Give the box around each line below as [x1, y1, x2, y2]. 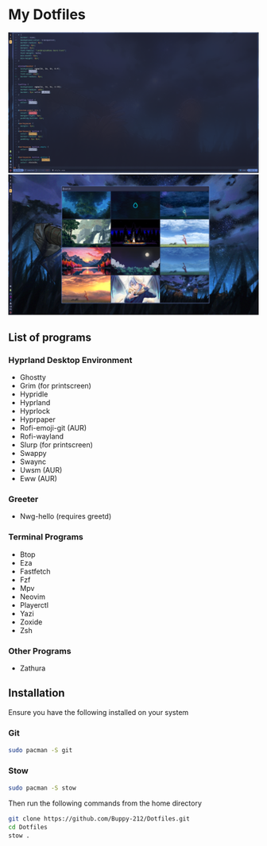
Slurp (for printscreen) [19, 440, 94, 450]
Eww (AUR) [19, 474, 58, 484]
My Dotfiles [8, 6, 86, 24]
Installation [8, 686, 65, 700]
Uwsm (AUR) [19, 465, 63, 475]
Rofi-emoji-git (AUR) [19, 423, 87, 433]
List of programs [8, 330, 92, 344]
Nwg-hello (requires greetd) [19, 512, 112, 521]
